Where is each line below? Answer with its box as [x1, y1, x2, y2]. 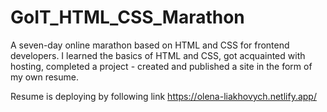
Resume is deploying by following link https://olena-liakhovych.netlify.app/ [10, 90, 317, 102]
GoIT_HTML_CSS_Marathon [10, 6, 245, 29]
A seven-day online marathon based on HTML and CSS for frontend [10, 39, 290, 51]
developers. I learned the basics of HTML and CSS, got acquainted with [10, 49, 306, 61]
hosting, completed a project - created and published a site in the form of [10, 60, 313, 72]
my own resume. [10, 71, 79, 83]
